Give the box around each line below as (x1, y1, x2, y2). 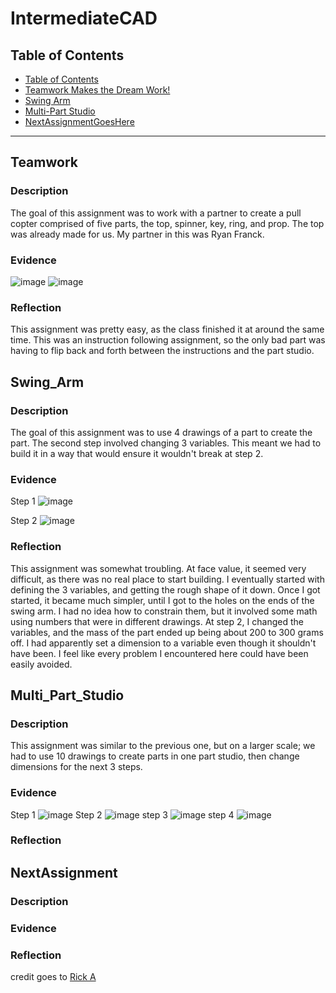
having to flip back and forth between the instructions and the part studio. (10, 345, 315, 357)
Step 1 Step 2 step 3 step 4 (10, 808, 235, 821)
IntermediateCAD (10, 7, 158, 30)
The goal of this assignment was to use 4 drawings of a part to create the (10, 426, 313, 438)
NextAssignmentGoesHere (24, 116, 135, 127)
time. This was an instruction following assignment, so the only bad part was (10, 334, 326, 346)
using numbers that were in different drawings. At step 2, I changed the (10, 615, 304, 627)
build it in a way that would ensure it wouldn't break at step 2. (10, 447, 264, 459)
